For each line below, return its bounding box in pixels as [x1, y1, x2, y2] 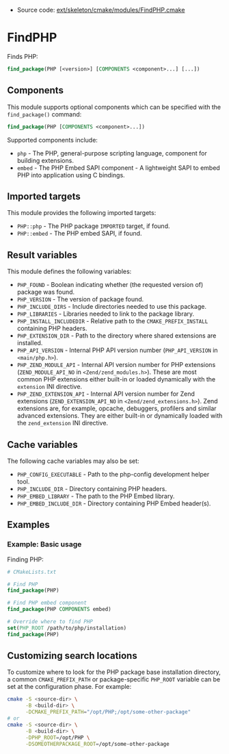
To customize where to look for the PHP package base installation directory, [7, 668, 221, 677]
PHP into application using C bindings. [16, 171, 125, 179]
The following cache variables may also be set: [7, 457, 139, 465]
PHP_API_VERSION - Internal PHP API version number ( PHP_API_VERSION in [16, 346, 218, 355]
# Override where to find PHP [7, 618, 94, 625]
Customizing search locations [7, 650, 138, 662]
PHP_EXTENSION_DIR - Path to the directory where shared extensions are [16, 331, 217, 340]
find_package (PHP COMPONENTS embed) [7, 606, 111, 613]
